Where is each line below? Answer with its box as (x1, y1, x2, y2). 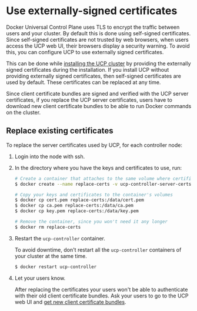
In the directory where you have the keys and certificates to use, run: (14, 164, 182, 171)
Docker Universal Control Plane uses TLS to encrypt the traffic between (6, 24, 180, 31)
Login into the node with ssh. (14, 153, 85, 160)
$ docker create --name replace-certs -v (14, 181, 118, 187)
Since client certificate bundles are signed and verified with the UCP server (6, 90, 189, 97)
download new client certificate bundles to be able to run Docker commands (6, 102, 192, 109)
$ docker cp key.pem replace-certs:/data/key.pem (14, 208, 139, 214)
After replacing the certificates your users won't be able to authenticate (14, 286, 188, 293)
